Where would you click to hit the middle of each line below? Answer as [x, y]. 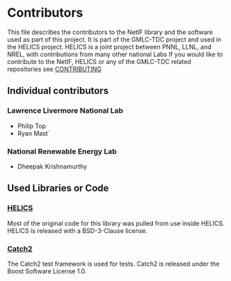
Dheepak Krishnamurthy [52, 166]
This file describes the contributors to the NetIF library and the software [110, 32]
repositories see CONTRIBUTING [55, 69]
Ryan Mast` [33, 133]
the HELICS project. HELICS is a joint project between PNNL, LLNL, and [110, 47]
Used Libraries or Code [58, 188]
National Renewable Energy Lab [62, 151]
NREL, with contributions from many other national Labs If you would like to [115, 54]
